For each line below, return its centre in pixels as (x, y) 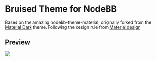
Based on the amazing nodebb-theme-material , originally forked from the (78, 22)
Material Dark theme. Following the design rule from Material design (73, 27)
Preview (18, 43)
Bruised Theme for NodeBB (61, 9)
